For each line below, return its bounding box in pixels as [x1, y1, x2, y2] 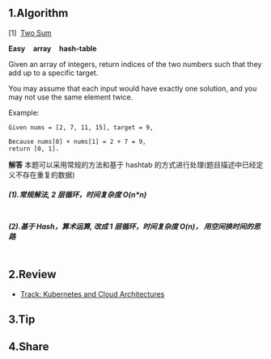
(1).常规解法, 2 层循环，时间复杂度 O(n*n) [8, 190, 147, 200]
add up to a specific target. [8, 68, 99, 78]
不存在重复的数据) [15, 170, 75, 179]
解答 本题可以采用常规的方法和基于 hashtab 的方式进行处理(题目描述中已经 [8, 159, 256, 169]
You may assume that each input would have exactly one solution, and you [8, 83, 257, 93]
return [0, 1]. [8, 145, 60, 153]
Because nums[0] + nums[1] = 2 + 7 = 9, [8, 137, 147, 146]
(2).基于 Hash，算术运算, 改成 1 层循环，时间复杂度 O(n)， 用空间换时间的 [8, 222, 254, 231]
